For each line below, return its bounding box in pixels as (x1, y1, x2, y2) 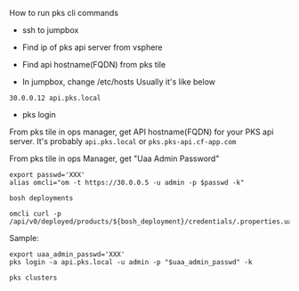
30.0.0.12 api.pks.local (9, 93, 101, 102)
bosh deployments (9, 194, 74, 203)
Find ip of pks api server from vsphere (21, 42, 163, 53)
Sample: (9, 233, 40, 243)
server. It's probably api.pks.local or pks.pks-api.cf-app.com (9, 136, 237, 146)
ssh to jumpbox (21, 25, 79, 35)
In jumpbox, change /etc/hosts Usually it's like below (21, 77, 216, 87)
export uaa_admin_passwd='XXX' (9, 250, 125, 259)
